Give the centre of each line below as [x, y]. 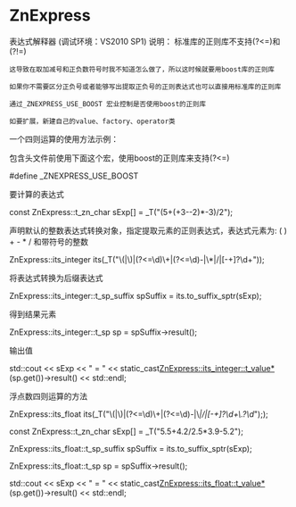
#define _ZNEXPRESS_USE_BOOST [74, 176]
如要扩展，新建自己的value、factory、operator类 [92, 121]
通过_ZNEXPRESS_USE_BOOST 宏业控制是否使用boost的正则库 [108, 104]
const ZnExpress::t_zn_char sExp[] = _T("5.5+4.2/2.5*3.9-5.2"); [126, 431]
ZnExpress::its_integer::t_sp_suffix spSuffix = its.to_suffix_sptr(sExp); [136, 295]
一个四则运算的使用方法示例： [64, 138]
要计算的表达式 [37, 194]
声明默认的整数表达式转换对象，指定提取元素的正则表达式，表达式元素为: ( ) [148, 230]
